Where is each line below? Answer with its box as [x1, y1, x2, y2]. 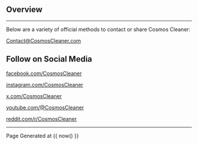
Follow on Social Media [6, 54, 93, 64]
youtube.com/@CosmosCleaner [6, 104, 84, 111]
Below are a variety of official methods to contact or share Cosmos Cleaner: [6, 26, 190, 33]
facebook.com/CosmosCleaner [6, 70, 82, 77]
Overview [6, 5, 43, 15]
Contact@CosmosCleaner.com [6, 37, 81, 44]
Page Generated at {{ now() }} [6, 132, 79, 139]
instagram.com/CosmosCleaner [6, 81, 84, 88]
